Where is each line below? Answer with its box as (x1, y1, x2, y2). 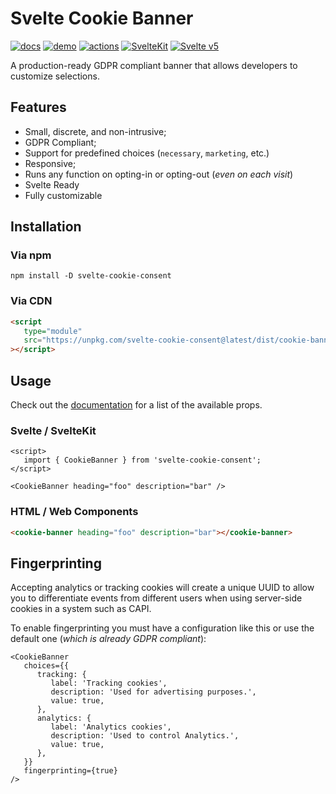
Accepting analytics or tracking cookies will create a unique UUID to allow (10, 582, 315, 594)
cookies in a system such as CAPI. (10, 603, 152, 615)
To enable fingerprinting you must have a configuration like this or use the (10, 622, 315, 634)
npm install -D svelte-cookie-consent (10, 271, 172, 281)
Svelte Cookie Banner (10, 7, 194, 30)
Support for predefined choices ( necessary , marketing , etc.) (24, 147, 270, 159)
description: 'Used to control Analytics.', (50, 731, 240, 741)
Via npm (10, 248, 52, 262)
